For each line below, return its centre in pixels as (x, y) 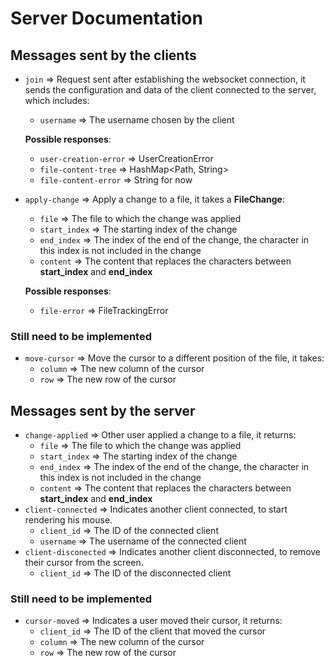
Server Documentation (106, 18)
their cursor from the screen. (84, 563)
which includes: (57, 100)
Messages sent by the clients (103, 55)
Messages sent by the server (103, 410)
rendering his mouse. (68, 520)
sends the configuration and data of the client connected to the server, (170, 90)
